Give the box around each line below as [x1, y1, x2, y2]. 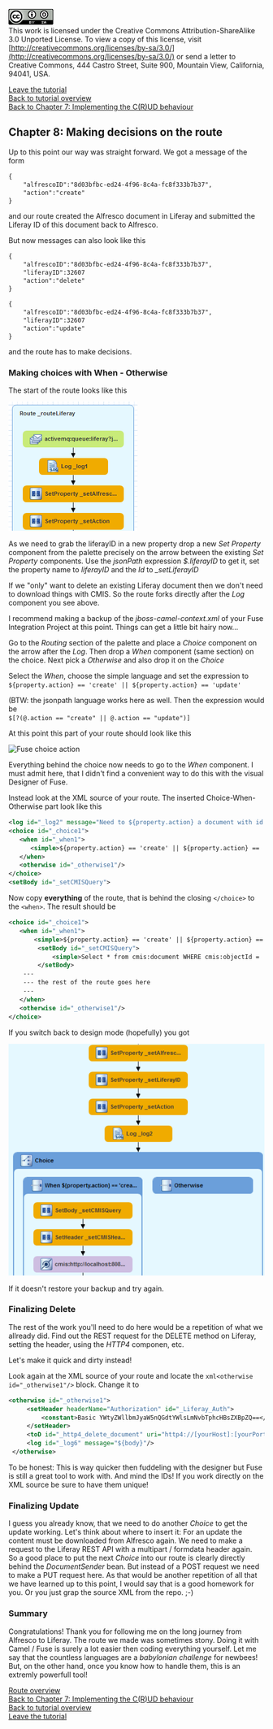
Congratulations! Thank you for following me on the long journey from [8, 1627, 242, 1636]
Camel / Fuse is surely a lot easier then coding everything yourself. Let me [8, 1644, 258, 1653]
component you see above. [8, 598, 100, 608]
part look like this [44, 802, 102, 811]
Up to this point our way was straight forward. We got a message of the [8, 147, 248, 157]
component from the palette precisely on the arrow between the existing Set [8, 548, 264, 558]
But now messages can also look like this [8, 235, 146, 245]
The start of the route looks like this [8, 385, 128, 395]
